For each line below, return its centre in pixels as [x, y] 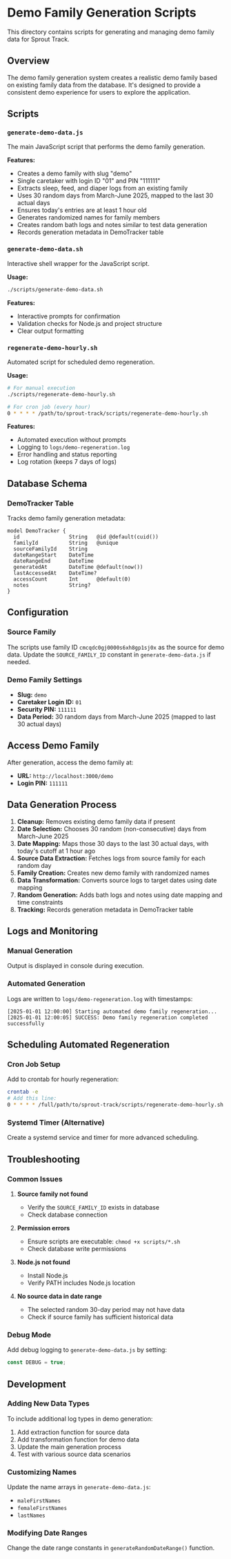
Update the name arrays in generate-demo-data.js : [79, 1487]
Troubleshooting [44, 1159]
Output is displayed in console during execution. [76, 966]
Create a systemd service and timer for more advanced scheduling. [103, 1138]
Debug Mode [29, 1335]
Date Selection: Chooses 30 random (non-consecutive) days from [112, 829]
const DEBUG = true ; [37, 1363]
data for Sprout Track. [39, 39]
